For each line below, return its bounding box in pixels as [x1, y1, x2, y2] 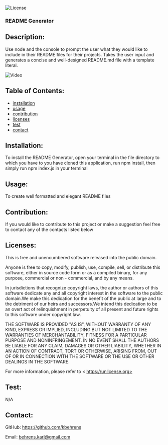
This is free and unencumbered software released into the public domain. [5, 254, 157, 260]
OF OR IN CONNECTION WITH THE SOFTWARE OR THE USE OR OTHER [5, 353, 154, 359]
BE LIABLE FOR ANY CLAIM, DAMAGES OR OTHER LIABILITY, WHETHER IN [5, 342, 161, 348]
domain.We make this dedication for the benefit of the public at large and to [5, 295, 161, 302]
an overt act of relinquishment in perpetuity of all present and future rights [5, 306, 159, 312]
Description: [5, 33, 45, 41]
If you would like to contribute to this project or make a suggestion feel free [5, 221, 160, 227]
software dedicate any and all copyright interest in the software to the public [5, 290, 163, 296]
